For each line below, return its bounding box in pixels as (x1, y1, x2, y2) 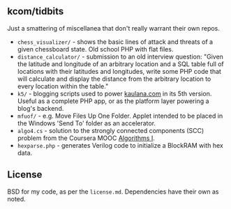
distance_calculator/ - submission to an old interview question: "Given (17, 52, 223, 61)
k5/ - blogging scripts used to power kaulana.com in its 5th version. (17, 89, 212, 98)
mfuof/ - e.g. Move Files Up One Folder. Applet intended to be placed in (17, 111, 223, 120)
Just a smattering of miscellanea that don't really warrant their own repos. (7, 24, 220, 32)
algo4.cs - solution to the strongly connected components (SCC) (17, 126, 204, 134)
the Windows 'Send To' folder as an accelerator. (17, 118, 156, 127)
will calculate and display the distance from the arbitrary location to (17, 75, 211, 83)
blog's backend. (17, 104, 64, 112)
